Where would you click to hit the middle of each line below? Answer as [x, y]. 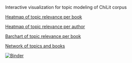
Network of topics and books [35, 46]
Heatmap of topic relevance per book [44, 17]
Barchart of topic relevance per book [43, 36]
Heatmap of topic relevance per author [45, 26]
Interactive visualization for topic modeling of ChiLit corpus [66, 7]
